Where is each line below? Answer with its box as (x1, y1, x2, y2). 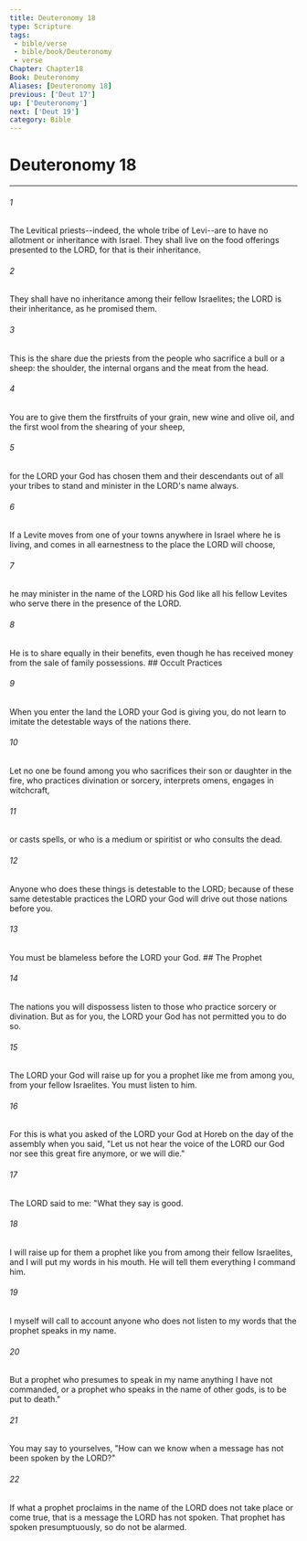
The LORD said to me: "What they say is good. (9, 1197, 185, 1208)
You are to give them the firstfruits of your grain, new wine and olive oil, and (9, 411, 295, 422)
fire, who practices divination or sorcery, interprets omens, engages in (9, 775, 274, 786)
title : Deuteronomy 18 (9, 13, 96, 23)
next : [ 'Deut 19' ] (9, 107, 79, 116)
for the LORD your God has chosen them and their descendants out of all (9, 471, 284, 482)
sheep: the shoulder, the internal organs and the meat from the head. (9, 362, 270, 373)
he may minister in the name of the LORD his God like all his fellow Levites (9, 589, 288, 600)
